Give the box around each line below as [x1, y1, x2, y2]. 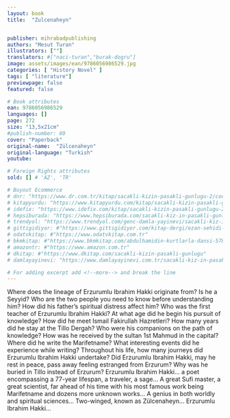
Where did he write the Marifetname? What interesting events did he [7, 339, 200, 347]
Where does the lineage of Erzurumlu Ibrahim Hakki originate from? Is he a [7, 288, 218, 296]
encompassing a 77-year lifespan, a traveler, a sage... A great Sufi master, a [7, 375, 221, 384]
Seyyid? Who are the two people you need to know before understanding [7, 295, 214, 304]
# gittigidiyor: [7, 225, 53, 232]
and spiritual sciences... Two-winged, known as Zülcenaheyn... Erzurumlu [7, 397, 216, 405]
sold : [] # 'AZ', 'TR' [7, 174, 72, 182]
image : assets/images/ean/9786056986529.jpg [7, 60, 136, 67]
